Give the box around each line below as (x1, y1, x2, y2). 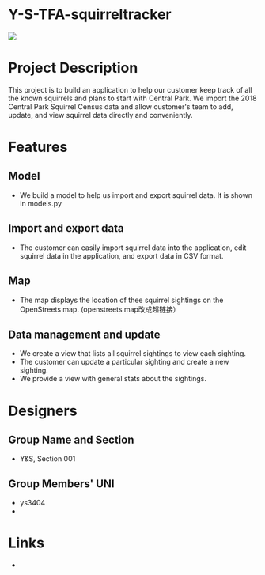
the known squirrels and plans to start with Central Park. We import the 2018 (8, 93, 257, 103)
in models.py (19, 199, 62, 208)
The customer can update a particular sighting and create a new (19, 357, 229, 367)
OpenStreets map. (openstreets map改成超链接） (19, 305, 180, 314)
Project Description (8, 59, 138, 77)
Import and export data (8, 221, 124, 235)
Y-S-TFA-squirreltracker (8, 6, 172, 24)
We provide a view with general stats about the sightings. (19, 374, 207, 384)
